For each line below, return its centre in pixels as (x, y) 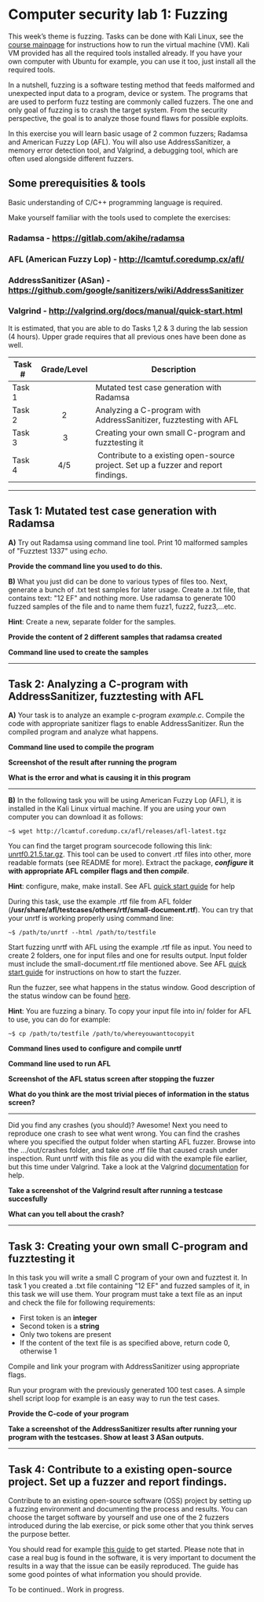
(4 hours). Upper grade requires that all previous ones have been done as (127, 337)
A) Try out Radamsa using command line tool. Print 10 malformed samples (128, 542)
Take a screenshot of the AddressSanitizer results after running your (123, 1429)
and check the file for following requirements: (82, 1302)
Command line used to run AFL (60, 1064)
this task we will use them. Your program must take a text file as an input (125, 1294)
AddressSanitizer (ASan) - (59, 280)
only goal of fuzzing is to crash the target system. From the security (118, 110)
